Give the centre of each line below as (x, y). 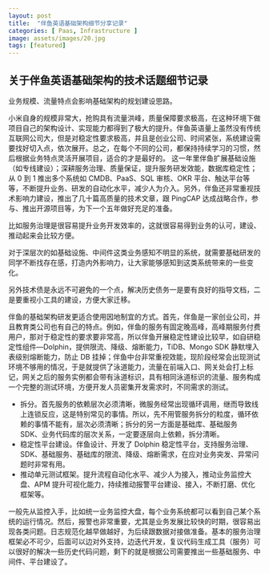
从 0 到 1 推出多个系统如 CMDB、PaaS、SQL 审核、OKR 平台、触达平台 (126, 178)
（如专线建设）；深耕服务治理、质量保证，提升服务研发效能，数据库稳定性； (133, 168)
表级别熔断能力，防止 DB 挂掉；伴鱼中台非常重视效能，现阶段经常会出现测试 (134, 356)
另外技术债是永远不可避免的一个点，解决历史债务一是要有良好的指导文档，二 (134, 289)
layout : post (30, 16)
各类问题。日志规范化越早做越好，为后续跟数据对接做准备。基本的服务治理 (138, 531)
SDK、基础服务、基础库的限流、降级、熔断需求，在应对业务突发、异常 (136, 454)
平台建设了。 (50, 561)
